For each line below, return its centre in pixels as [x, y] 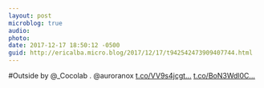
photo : [19, 38]
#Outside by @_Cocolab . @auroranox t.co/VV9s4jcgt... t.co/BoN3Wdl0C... [132, 76]
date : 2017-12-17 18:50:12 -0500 [64, 46]
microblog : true [35, 23]
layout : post [30, 16]
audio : [19, 30]
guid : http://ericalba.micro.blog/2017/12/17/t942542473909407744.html [130, 53]
